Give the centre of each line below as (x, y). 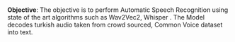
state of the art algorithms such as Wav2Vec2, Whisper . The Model (106, 17)
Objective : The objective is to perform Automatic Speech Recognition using (118, 10)
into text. (20, 32)
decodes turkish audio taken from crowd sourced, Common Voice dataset (115, 25)
